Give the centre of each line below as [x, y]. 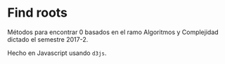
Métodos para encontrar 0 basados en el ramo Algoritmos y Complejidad [113, 32]
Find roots [38, 13]
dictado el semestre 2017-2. [48, 39]
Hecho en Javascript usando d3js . [57, 53]
